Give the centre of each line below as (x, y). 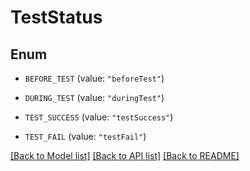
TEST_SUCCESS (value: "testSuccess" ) (99, 117)
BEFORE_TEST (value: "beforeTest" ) (94, 78)
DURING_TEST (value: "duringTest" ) (94, 97)
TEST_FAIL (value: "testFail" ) (85, 136)
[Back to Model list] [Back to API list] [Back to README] (125, 155)
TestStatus (56, 17)
